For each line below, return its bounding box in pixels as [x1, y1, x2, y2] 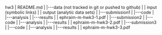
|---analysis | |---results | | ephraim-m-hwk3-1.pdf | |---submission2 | [5, 15, 145, 20]
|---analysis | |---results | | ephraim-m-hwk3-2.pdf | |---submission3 [18, 19, 157, 25]
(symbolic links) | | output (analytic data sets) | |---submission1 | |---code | [5, 9, 154, 15]
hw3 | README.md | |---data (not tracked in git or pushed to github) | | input [5, 5, 157, 10]
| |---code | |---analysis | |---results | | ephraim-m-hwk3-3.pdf [5, 25, 131, 30]
